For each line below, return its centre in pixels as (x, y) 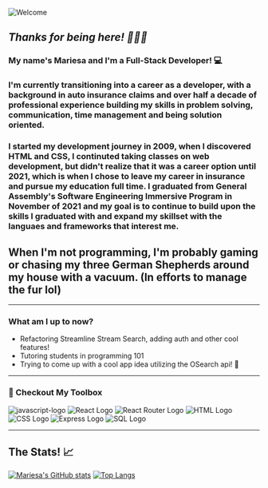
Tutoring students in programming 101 (82, 356)
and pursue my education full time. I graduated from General (128, 186)
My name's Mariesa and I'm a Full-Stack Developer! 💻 (115, 61)
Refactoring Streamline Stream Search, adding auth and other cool (129, 339)
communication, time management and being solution (115, 115)
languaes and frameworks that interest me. (94, 226)
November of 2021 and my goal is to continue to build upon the (132, 206)
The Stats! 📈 (41, 452)
